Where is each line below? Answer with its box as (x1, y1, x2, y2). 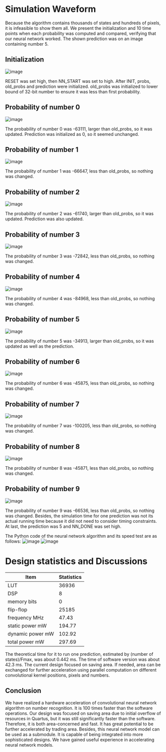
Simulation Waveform (5, 3, 96, 15)
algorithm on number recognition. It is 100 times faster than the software (5, 705, 153, 711)
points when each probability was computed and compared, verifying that (5, 30, 156, 36)
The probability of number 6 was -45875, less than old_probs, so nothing (5, 380, 155, 386)
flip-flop (7, 606, 28, 613)
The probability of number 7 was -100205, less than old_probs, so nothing (5, 423, 157, 429)
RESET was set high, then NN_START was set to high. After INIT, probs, (5, 78, 151, 84)
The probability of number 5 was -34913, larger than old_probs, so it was (5, 338, 154, 344)
